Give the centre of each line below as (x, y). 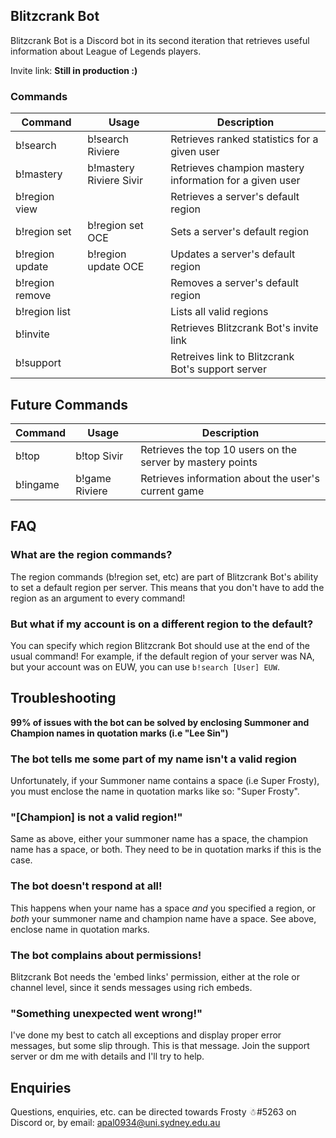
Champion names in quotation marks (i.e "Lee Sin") (119, 733)
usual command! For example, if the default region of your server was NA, (162, 656)
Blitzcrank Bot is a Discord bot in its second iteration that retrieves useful (160, 40)
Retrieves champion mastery (237, 168)
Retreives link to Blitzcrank (232, 357)
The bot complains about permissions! (106, 955)
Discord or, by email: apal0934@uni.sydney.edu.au (115, 1123)
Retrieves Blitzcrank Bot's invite (244, 328)
